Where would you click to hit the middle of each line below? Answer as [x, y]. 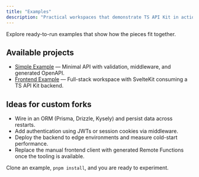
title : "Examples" [29, 12]
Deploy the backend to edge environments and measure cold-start [96, 137]
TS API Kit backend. [39, 86]
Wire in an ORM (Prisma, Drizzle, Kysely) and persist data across [94, 118]
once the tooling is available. [49, 156]
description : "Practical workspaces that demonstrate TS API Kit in [92, 17]
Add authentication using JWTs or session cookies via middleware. [97, 131]
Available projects [40, 52]
